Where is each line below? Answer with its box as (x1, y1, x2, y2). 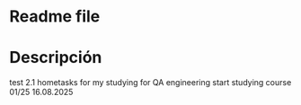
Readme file (9, 6, 101, 27)
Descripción (9, 48, 102, 68)
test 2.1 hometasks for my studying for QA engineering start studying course (9, 77, 292, 88)
